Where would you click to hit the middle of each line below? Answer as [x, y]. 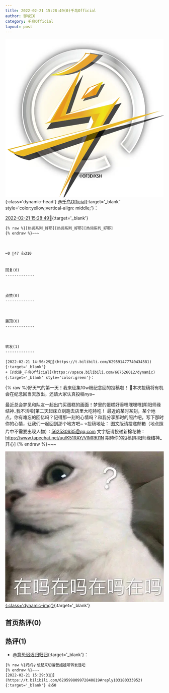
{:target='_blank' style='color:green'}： [50, 378]
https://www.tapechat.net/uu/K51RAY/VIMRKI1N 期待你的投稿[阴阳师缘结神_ [83, 438]
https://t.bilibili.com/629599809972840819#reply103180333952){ [74, 680]
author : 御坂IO [20, 16]
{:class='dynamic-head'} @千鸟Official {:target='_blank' [63, 202]
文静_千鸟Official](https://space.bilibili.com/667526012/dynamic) [85, 372]
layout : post [19, 27]
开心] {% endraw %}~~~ [31, 444]
